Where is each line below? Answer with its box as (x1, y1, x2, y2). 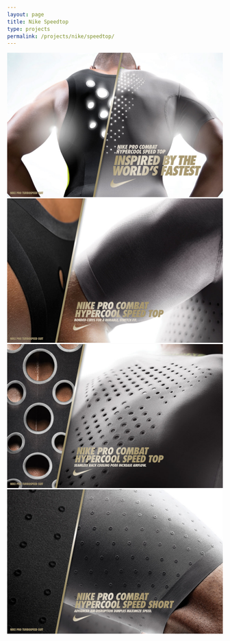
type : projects (7, 25, 51, 32)
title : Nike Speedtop (7, 18, 69, 25)
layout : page (7, 11, 44, 18)
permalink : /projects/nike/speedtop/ (7, 33, 115, 40)
